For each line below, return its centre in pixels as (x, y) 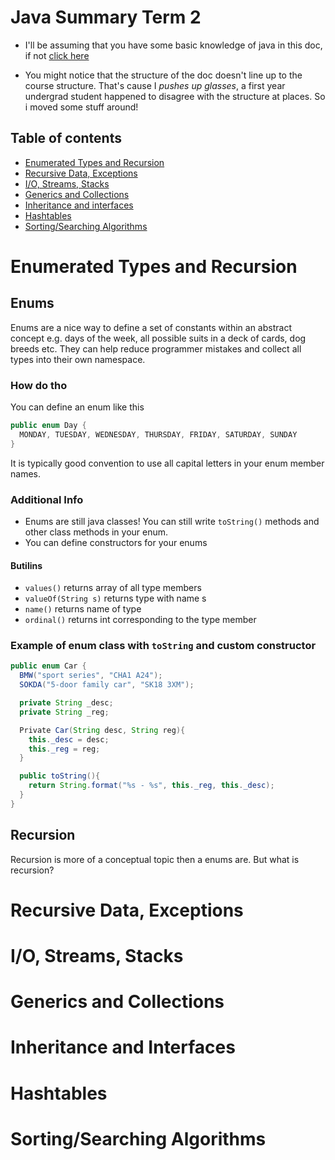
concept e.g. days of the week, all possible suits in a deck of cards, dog (158, 338)
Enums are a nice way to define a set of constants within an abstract (151, 327)
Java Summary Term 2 (106, 17)
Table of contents (66, 138)
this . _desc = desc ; (69, 739)
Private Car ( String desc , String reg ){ (102, 730)
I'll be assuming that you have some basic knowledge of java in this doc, (173, 45)
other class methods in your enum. (96, 532)
